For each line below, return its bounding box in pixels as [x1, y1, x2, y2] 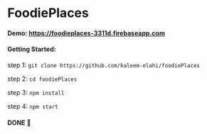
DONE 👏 [7, 118, 31, 127]
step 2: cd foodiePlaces [7, 74, 78, 83]
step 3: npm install [7, 88, 65, 96]
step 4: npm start [7, 101, 58, 111]
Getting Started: [7, 45, 56, 54]
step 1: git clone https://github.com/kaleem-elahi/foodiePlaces [7, 60, 201, 69]
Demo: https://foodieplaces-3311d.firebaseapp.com [7, 28, 166, 37]
